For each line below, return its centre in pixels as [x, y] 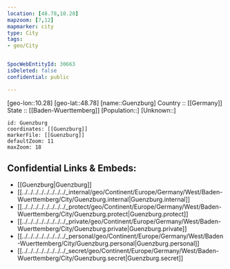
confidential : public [38, 77]
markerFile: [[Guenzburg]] [46, 135]
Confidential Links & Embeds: [72, 168]
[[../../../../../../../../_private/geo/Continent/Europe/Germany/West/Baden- [119, 221]
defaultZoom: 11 [30, 141]
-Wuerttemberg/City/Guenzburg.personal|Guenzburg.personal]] [108, 243]
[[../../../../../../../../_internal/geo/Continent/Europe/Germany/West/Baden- [120, 192]
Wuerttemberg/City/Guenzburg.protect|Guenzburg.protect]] [103, 214]
